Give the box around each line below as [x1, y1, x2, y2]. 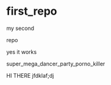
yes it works [6, 48, 37, 56]
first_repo [6, 4, 57, 18]
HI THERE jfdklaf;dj [6, 72, 54, 79]
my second [6, 24, 35, 32]
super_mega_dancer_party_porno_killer [6, 60, 106, 67]
